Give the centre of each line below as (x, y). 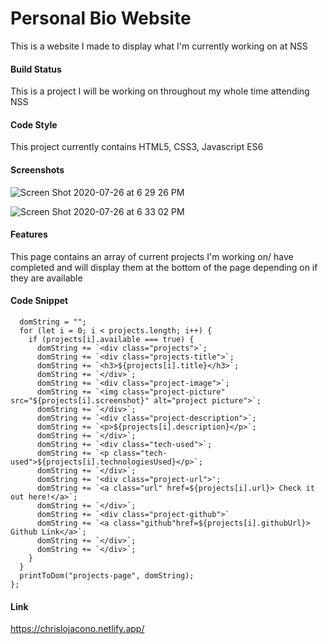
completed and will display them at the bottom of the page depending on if (164, 267)
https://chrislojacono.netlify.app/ (77, 629)
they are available (46, 278)
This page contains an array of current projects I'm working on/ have (152, 256)
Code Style (34, 124)
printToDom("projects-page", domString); (107, 575)
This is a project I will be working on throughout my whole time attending (160, 91)
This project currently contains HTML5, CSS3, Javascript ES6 (137, 147)
